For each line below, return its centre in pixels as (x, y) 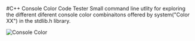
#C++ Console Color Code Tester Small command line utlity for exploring (96, 8)
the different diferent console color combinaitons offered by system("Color (98, 15)
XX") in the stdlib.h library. (38, 21)
